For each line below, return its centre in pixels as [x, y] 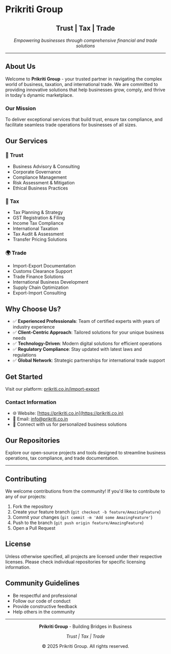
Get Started [24, 377]
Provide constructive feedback [45, 606]
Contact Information [31, 402]
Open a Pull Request [34, 528]
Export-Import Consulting [39, 293]
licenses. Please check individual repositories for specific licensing [76, 562]
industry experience [34, 327]
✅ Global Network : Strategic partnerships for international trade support [89, 361]
